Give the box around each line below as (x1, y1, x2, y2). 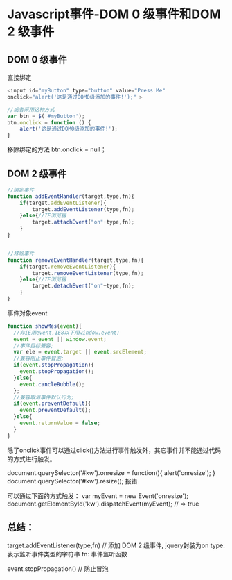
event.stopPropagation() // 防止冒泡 (7, 564, 109, 573)
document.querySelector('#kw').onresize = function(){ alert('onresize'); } (7, 468, 216, 477)
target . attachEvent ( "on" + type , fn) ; (32, 219, 135, 226)
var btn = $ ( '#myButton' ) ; (7, 113, 85, 119)
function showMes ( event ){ (7, 322, 82, 330)
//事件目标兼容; (13, 342, 54, 349)
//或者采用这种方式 (7, 106, 55, 113)
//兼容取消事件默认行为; (13, 394, 75, 401)
